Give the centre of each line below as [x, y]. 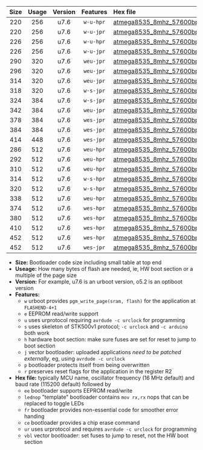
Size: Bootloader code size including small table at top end [88, 262]
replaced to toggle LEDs [54, 403]
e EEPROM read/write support [61, 314]
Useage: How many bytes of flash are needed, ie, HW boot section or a [104, 269]
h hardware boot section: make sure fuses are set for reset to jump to [110, 339]
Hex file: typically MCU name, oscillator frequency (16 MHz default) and [105, 378]
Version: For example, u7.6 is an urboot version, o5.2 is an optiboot [99, 282]
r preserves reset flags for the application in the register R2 [98, 371]
